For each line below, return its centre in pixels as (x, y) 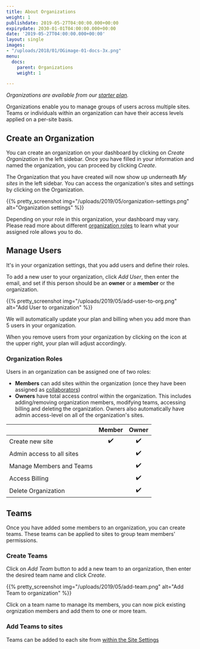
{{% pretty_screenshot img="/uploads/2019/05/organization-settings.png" (98, 202)
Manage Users (34, 251)
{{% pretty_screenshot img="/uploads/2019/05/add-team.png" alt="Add (95, 587)
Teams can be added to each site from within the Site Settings (83, 639)
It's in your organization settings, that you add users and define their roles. (98, 265)
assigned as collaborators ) (47, 390)
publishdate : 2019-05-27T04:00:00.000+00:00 (62, 23)
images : (16, 45)
